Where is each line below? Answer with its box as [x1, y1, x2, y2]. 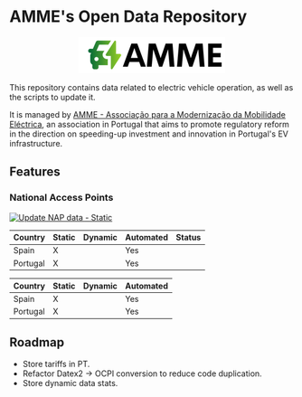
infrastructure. [9, 137, 63, 148]
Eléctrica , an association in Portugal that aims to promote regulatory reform [9, 118, 289, 129]
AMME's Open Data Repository [9, 6, 248, 27]
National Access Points [9, 192, 114, 204]
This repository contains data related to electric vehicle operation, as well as [9, 81, 294, 92]
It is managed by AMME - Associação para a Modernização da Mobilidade [9, 109, 287, 119]
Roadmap [9, 335, 65, 350]
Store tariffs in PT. [22, 359, 90, 370]
